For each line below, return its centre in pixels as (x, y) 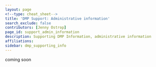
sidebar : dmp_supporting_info (36, 46)
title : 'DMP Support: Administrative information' (58, 18)
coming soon (18, 59)
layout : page (18, 9)
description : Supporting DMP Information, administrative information (78, 37)
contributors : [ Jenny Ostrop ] (36, 28)
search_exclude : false (28, 23)
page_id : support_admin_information (42, 32)
